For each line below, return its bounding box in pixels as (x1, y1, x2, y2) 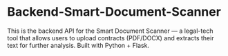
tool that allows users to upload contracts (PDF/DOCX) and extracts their (7, 33, 214, 42)
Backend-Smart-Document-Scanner (7, 4, 221, 20)
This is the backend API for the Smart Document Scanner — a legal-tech (7, 27, 213, 35)
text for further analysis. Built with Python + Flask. (7, 41, 150, 49)
